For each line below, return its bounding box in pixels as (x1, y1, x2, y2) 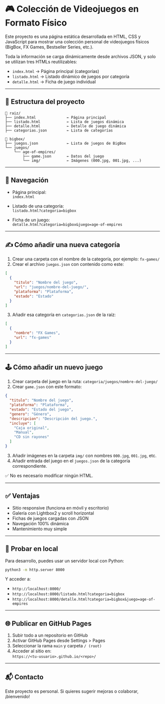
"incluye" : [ (9, 421, 36, 426)
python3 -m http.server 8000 (5, 567, 65, 572)
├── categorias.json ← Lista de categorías (5, 128, 113, 133)
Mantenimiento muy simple (12, 526, 67, 532)
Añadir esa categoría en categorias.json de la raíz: (12, 312, 116, 318)
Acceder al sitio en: (12, 648, 52, 654)
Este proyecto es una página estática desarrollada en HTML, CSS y (5, 33, 141, 39)
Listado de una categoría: (12, 203, 64, 209)
